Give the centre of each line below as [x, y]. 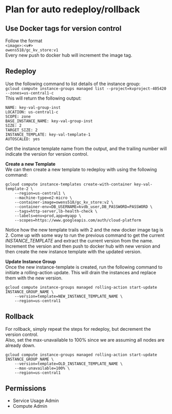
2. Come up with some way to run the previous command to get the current [85, 235]
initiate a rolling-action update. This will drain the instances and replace [81, 272]
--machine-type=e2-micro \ [43, 198]
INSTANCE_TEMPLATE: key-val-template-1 [48, 135]
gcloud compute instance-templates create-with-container [69, 184]
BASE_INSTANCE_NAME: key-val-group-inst [49, 121]
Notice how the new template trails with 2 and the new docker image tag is [84, 230]
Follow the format [24, 41]
